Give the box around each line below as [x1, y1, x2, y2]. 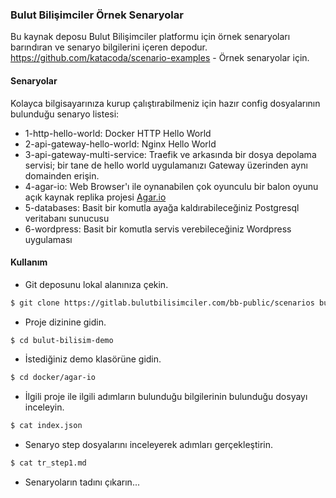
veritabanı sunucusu [24, 212, 110, 224]
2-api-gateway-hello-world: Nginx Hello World [24, 138, 217, 150]
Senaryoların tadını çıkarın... [24, 476, 140, 488]
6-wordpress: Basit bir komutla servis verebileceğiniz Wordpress [24, 223, 292, 235]
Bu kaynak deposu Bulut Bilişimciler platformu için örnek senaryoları [10, 31, 291, 43]
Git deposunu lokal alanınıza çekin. [24, 278, 169, 290]
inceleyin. [24, 401, 65, 413]
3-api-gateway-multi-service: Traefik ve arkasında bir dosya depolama [24, 148, 317, 160]
